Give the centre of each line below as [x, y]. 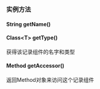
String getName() [29, 24]
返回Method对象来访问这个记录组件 [50, 79]
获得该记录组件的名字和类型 [41, 51]
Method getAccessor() [35, 66]
